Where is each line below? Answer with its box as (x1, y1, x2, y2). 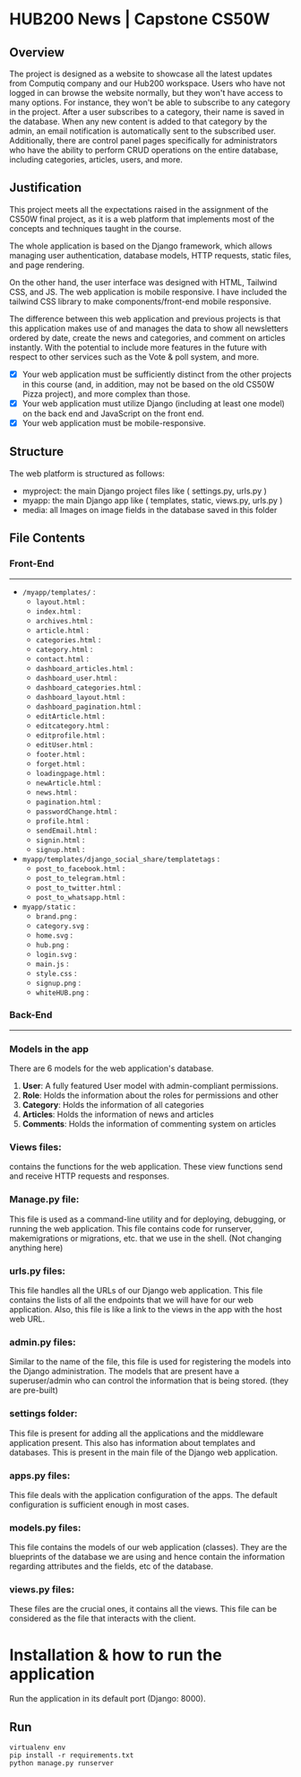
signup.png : (35, 977, 82, 988)
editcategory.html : (35, 719, 109, 730)
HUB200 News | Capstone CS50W (9, 9, 271, 30)
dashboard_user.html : (35, 672, 117, 683)
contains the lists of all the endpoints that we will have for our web (9, 1294, 254, 1305)
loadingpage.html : (35, 767, 106, 778)
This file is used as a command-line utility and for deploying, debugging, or (9, 1214, 287, 1224)
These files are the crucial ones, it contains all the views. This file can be (9, 1604, 278, 1615)
